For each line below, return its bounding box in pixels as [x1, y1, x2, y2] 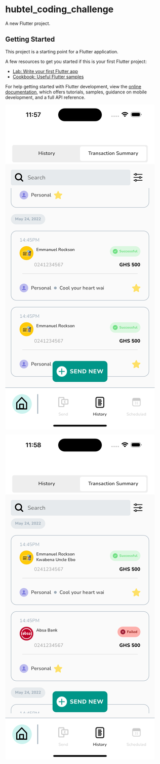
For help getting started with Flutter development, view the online [5, 83, 142, 89]
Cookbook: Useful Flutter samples [12, 74, 84, 80]
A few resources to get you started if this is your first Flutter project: [5, 58, 147, 64]
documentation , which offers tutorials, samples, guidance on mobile [5, 89, 147, 95]
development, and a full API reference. [5, 94, 86, 100]
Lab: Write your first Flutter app [12, 68, 78, 74]
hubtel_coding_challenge [5, 4, 114, 15]
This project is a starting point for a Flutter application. [5, 48, 118, 54]
